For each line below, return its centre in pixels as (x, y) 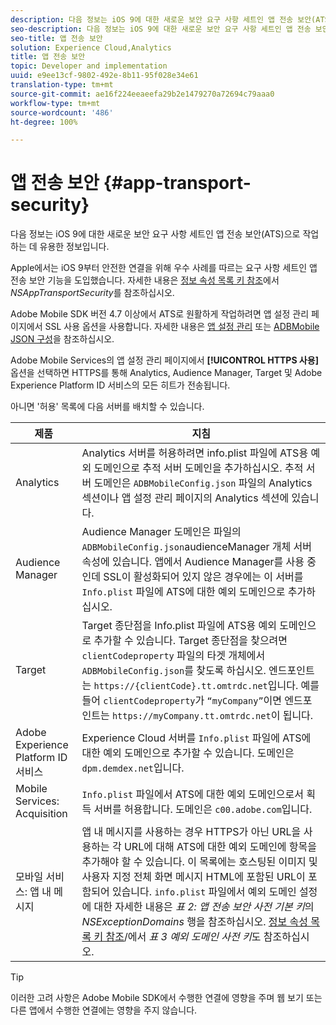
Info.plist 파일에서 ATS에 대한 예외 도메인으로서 (192, 794)
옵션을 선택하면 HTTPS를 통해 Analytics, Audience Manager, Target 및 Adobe (166, 373)
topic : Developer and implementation (89, 66)
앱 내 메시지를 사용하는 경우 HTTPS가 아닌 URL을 (191, 832)
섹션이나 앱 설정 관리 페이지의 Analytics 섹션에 (185, 498)
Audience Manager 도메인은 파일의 (161, 532)
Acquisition (41, 814)
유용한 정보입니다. (74, 247)
